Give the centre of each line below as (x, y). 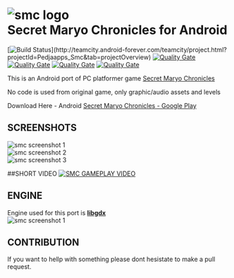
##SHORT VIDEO (32, 174)
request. (19, 267)
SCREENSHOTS (42, 128)
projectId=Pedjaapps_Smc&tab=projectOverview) (79, 57)
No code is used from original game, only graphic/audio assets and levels (114, 92)
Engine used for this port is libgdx (57, 212)
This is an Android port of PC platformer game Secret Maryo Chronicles (111, 78)
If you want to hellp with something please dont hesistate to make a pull (111, 259)
